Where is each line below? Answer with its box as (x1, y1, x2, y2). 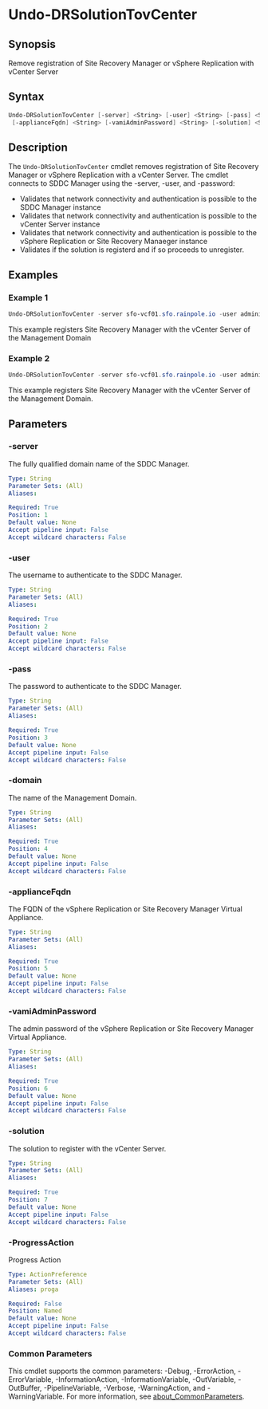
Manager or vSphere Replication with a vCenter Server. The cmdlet (8, 170, 229, 180)
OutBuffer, (8, 1383, 42, 1393)
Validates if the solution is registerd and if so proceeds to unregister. (19, 245, 245, 254)
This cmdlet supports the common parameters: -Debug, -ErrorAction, (8, 1366, 237, 1376)
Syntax (8, 90, 45, 104)
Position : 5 (8, 965, 48, 973)
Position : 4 (8, 845, 48, 853)
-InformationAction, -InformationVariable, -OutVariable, (55, 1375, 237, 1384)
